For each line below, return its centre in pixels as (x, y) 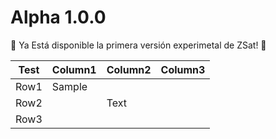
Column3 (183, 69)
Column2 (129, 69)
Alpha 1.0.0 (58, 17)
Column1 (74, 69)
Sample (69, 86)
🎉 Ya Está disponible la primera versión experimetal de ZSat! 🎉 (138, 45)
